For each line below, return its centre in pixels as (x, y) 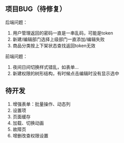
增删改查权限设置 (30, 135)
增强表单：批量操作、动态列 (42, 104)
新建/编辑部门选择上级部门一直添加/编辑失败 (58, 39)
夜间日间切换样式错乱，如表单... (46, 67)
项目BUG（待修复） (36, 9)
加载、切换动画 (28, 123)
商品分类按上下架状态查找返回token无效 (54, 45)
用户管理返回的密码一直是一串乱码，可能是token (63, 33)
